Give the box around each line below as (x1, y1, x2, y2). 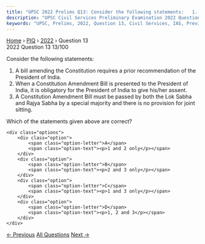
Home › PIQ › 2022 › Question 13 (6, 37, 88, 45)
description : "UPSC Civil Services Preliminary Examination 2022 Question (6, 15, 201, 21)
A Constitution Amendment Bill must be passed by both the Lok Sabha (15, 93, 192, 101)
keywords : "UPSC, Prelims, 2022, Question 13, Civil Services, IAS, (6, 20, 184, 26)
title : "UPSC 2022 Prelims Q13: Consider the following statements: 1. (6, 9, 198, 15)
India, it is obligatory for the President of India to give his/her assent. (15, 87, 187, 94)
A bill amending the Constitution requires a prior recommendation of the (15, 67, 196, 74)
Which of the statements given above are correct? (6, 118, 132, 125)
